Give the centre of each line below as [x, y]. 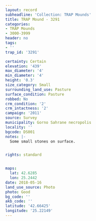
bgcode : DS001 [20, 132]
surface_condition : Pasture [35, 94]
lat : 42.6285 [23, 173]
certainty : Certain [26, 61]
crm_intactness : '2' [27, 108]
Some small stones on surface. [43, 141]
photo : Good [18, 192]
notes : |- [16, 137]
